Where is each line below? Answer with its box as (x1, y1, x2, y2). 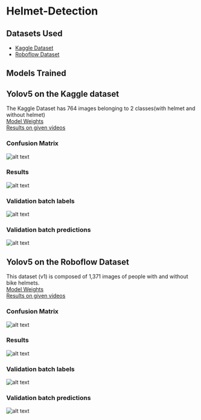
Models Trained (6, 68, 66, 79)
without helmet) (6, 111, 45, 118)
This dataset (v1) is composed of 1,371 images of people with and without (6, 273, 188, 280)
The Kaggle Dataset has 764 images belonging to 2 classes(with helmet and (6, 105, 196, 112)
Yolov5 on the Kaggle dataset (6, 89, 120, 99)
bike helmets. (6, 279, 40, 286)
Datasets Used (6, 28, 63, 39)
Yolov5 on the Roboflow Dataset (6, 257, 130, 267)
